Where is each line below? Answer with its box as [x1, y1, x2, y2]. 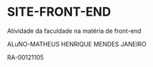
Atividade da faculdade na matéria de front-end [7, 27, 142, 35]
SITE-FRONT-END [7, 4, 111, 20]
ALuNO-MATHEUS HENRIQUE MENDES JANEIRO [7, 40, 147, 48]
